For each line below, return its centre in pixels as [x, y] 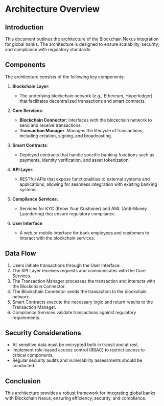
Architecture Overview [52, 9]
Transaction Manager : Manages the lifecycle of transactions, [82, 130]
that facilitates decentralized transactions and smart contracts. [82, 101]
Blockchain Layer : [31, 86]
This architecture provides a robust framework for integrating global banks [80, 393]
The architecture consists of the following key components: [65, 77]
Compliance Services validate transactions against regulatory [74, 312]
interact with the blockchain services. [57, 238]
